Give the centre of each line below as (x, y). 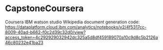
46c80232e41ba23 (24, 42)
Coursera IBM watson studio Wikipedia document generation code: (72, 22)
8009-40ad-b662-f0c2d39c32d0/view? (45, 32)
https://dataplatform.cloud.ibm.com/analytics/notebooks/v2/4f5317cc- (76, 27)
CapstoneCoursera (44, 8)
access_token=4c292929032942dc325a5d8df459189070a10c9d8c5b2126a (81, 37)
